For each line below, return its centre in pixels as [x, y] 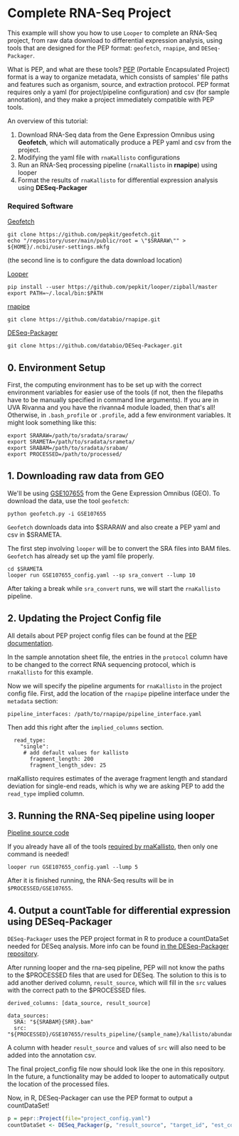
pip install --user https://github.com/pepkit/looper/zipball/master [113, 287]
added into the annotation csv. [52, 1056]
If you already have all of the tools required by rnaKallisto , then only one [113, 847]
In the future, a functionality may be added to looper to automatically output [118, 1077]
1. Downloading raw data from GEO [86, 476]
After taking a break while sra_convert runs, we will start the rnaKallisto [114, 588]
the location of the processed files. [58, 1084]
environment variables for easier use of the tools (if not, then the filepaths [116, 392]
